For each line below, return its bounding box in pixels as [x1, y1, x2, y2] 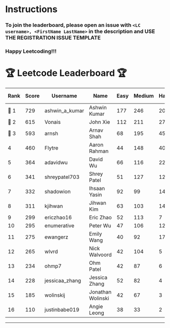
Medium [133, 92, 154, 99]
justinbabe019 [45, 306, 79, 313]
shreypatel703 [45, 173, 80, 180]
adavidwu [45, 159, 68, 166]
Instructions [5, 4, 58, 15]
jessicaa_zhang [45, 277, 81, 284]
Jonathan [89, 288, 112, 295]
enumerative [45, 222, 75, 229]
